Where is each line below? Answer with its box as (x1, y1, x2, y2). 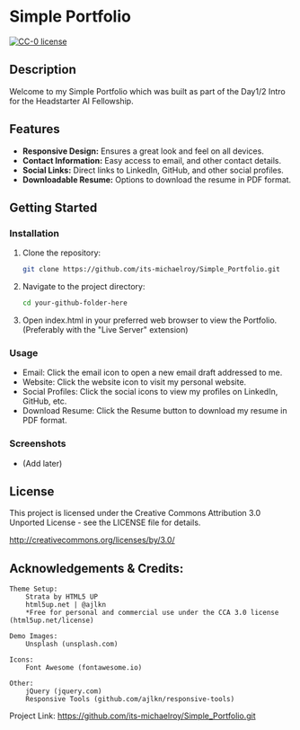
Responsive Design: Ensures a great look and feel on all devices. (22, 146, 265, 156)
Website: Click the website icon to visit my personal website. (22, 377, 247, 387)
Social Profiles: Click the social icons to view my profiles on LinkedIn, (22, 387, 278, 397)
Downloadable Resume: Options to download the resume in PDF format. (22, 174, 292, 185)
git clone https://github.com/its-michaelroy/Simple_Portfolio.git (22, 265, 280, 274)
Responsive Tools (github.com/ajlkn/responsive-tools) (25, 695, 235, 704)
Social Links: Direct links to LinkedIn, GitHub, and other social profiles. (22, 165, 285, 175)
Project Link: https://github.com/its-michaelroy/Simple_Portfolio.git (9, 710, 256, 721)
